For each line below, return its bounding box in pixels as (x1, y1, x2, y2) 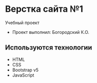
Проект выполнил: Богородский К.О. (12, 29, 90, 35)
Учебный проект (5, 20, 39, 26)
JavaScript (12, 72, 34, 78)
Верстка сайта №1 (5, 3, 84, 15)
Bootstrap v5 (12, 67, 38, 73)
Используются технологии (5, 43, 93, 52)
